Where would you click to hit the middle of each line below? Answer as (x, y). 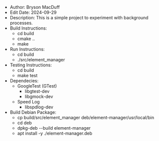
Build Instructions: (28, 28)
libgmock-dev (39, 96)
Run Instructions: (27, 49)
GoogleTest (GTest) (37, 86)
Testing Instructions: (31, 65)
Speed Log (28, 102)
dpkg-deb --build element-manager (54, 128)
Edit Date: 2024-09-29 (33, 12)
